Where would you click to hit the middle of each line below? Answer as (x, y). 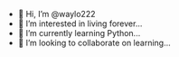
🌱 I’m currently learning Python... (79, 33)
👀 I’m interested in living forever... (80, 24)
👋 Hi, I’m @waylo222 (57, 14)
